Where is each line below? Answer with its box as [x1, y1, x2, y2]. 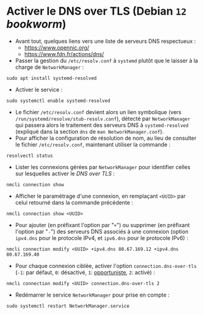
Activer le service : [15, 85, 63, 93]
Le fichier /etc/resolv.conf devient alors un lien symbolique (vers [15, 108, 182, 115]
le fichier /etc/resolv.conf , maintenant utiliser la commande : [15, 140, 171, 148]
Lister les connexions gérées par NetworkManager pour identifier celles [15, 163, 191, 170]
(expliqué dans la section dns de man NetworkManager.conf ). [15, 128, 164, 135]
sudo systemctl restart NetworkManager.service [6, 303, 130, 309]
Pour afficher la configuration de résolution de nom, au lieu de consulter [15, 134, 197, 142]
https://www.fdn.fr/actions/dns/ [24, 50, 104, 57]
